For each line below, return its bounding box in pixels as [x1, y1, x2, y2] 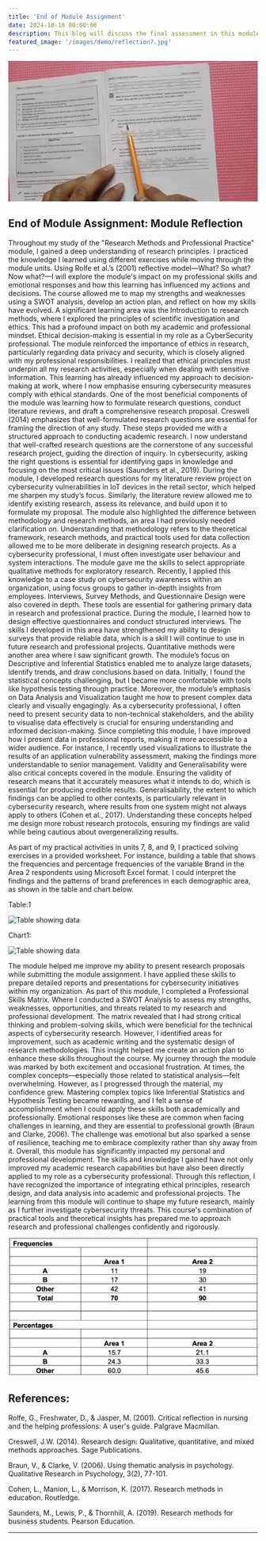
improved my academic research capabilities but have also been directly [8, 1162, 245, 1172]
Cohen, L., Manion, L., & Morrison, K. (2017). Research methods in [8, 1484, 223, 1493]
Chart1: [8, 930, 32, 940]
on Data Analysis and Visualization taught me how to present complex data [8, 692, 253, 702]
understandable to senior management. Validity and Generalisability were [8, 759, 248, 769]
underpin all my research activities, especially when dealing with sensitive [8, 364, 249, 374]
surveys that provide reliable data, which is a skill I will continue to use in [8, 634, 245, 643]
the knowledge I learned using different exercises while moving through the [8, 254, 255, 264]
